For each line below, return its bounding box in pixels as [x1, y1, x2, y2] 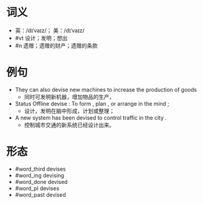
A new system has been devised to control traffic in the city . [15, 114, 167, 121]
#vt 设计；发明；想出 [15, 34, 68, 41]
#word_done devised [15, 178, 68, 185]
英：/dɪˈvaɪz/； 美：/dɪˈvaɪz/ [15, 27, 85, 34]
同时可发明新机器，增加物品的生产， [24, 93, 115, 100]
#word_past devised [15, 191, 67, 198]
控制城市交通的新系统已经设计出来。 [24, 121, 115, 128]
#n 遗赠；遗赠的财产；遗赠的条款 [15, 42, 98, 49]
